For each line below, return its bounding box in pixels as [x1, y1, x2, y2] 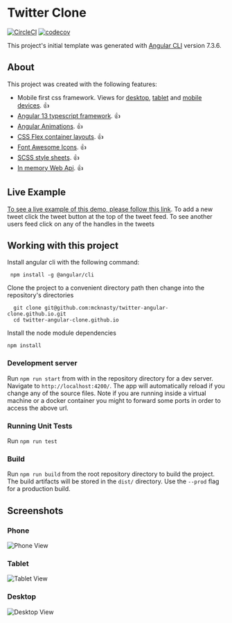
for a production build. [7, 485, 71, 493]
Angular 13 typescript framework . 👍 [17, 111, 121, 119]
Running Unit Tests [7, 421, 73, 431]
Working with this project [7, 240, 119, 251]
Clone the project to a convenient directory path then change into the [7, 283, 205, 292]
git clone [13, 304, 42, 312]
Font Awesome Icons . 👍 [17, 142, 87, 151]
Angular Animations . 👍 [17, 122, 83, 130]
